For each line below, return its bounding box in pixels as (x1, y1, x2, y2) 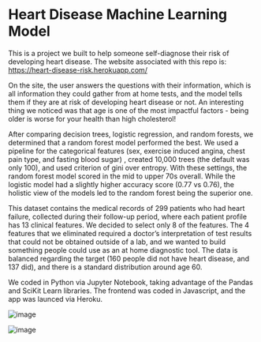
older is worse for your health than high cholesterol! (8, 114, 176, 123)
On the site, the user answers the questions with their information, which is (8, 81, 252, 90)
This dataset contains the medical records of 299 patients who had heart (8, 203, 245, 212)
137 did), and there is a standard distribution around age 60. (8, 262, 203, 272)
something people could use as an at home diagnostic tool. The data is (8, 245, 238, 254)
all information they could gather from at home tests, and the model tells (8, 88, 243, 98)
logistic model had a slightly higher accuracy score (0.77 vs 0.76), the (8, 179, 235, 189)
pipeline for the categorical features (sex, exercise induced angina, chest (8, 146, 246, 156)
